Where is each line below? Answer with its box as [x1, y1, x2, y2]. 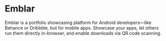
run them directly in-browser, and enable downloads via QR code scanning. [5, 30, 162, 36]
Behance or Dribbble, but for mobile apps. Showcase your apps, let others [5, 24, 159, 30]
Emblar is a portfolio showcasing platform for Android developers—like [5, 19, 152, 25]
